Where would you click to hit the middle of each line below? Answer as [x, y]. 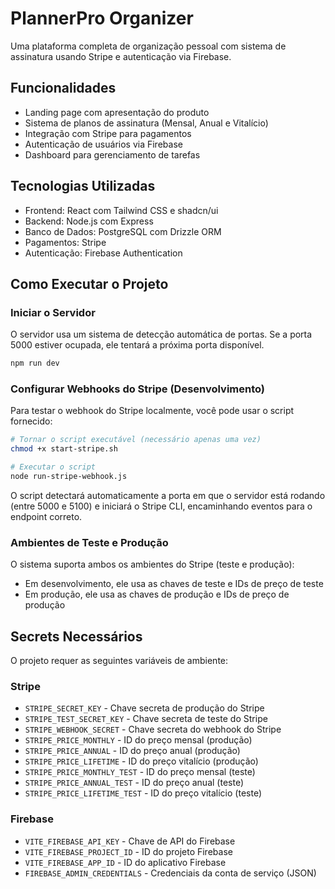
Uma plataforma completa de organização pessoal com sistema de [148, 46]
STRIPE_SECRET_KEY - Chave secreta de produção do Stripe [144, 708]
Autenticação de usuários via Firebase [103, 144]
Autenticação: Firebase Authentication [103, 253]
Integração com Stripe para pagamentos [108, 133]
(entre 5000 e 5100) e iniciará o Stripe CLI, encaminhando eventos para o [161, 506]
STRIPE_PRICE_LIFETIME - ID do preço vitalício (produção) [141, 761]
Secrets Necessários [76, 636]
